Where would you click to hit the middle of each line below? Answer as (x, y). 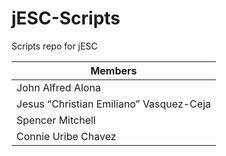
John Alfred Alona (58, 87)
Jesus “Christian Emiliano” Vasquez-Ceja (113, 104)
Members (114, 70)
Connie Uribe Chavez (66, 136)
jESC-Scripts (66, 18)
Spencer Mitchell (56, 120)
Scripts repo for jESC (54, 46)
